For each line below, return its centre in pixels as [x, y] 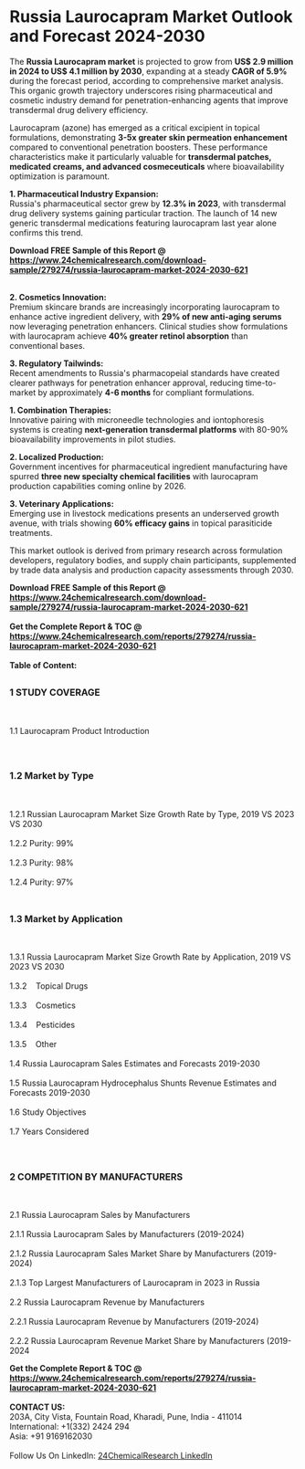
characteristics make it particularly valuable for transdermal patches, [141, 156]
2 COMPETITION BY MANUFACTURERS [96, 1177]
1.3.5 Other [33, 1044]
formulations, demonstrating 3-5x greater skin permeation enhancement [148, 137]
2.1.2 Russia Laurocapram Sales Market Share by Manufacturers [130, 1254]
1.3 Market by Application [66, 918]
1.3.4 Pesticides [42, 1025]
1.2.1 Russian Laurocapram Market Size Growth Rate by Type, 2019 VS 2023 [152, 813]
